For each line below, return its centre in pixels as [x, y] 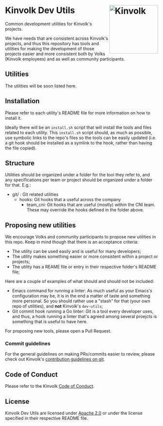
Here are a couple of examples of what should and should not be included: [80, 282]
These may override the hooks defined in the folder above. [85, 210]
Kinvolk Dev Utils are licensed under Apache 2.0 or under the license [74, 413]
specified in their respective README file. [47, 418]
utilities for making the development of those [50, 48]
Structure [20, 163]
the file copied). [21, 148]
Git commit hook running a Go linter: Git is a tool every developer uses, [83, 311]
